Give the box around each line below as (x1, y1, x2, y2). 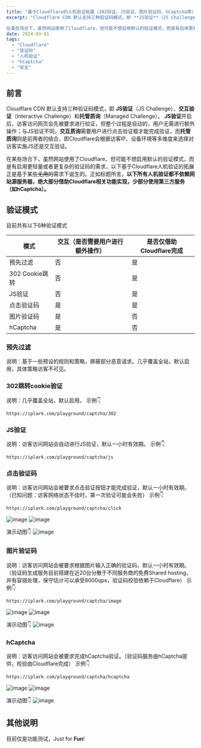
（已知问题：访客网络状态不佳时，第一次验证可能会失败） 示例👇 (6, 491, 165, 499)
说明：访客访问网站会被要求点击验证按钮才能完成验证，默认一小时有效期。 (6, 484, 190, 491)
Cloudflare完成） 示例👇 (32, 660, 90, 667)
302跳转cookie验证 (6, 382, 63, 391)
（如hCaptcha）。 (6, 186, 50, 193)
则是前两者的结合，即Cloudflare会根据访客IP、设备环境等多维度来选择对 (17, 135, 194, 142)
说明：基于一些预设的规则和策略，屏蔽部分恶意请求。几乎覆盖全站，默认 (6, 358, 184, 365)
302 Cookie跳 (9, 270, 49, 278)
